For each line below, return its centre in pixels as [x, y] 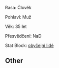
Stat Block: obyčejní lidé [29, 45]
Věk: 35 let [16, 26]
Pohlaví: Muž [18, 17]
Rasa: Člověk [18, 8]
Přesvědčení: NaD [23, 36]
